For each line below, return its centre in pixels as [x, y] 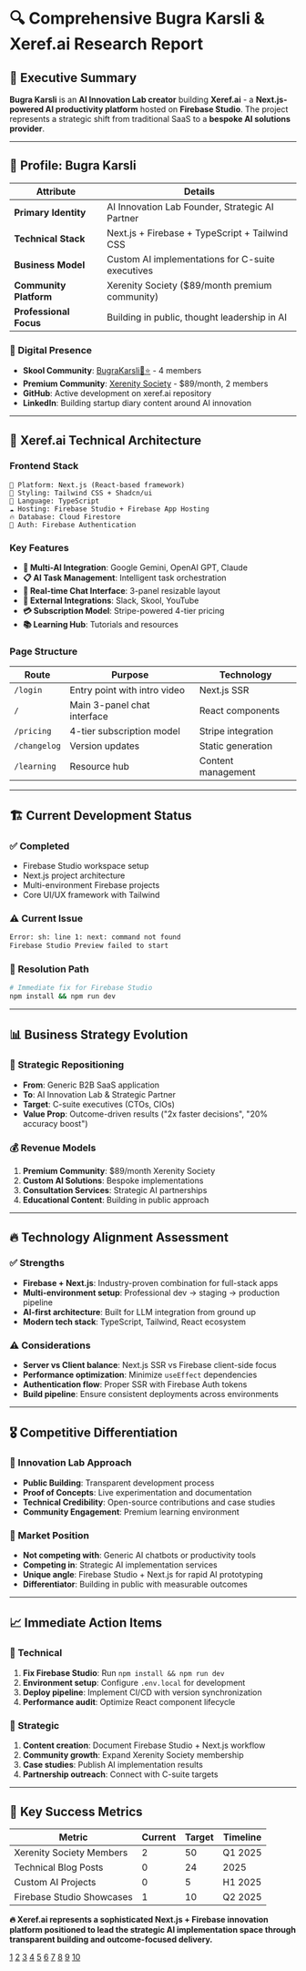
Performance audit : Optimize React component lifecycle [129, 1701]
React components [240, 710]
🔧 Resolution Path [49, 969]
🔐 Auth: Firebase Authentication [73, 525]
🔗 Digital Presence [51, 350]
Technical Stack [50, 239]
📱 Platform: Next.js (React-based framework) [97, 485]
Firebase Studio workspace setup [86, 866]
